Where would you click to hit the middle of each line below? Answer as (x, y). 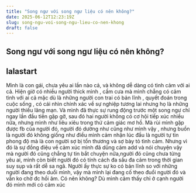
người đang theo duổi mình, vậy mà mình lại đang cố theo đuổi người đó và (96, 173)
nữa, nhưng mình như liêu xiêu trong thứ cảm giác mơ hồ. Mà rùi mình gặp (95, 123)
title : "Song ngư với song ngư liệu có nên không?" (70, 11)
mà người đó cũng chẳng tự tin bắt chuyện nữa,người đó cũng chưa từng (94, 154)
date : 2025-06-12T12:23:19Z (40, 17)
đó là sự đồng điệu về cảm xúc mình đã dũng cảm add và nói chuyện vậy (94, 147)
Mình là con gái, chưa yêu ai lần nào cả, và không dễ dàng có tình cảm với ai (98, 85)
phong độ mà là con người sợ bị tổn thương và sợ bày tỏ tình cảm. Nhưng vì (97, 142)
